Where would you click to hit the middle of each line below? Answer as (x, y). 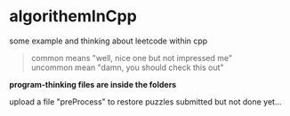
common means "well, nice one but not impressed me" (132, 58)
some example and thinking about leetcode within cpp (109, 41)
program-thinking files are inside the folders (93, 84)
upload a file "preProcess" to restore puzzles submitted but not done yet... (145, 101)
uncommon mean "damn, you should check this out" (127, 67)
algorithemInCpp (73, 16)
